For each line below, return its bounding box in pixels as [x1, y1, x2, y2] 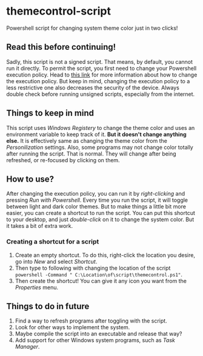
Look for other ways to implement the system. [15, 324, 130, 331]
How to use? [6, 174, 55, 184]
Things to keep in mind [6, 108, 95, 118]
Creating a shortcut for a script [6, 238, 99, 246]
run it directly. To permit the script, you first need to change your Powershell [6, 64, 197, 72]
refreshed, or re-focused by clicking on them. [6, 156, 120, 163]
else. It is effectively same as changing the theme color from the [6, 137, 168, 144]
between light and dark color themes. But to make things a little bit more [6, 203, 187, 210]
